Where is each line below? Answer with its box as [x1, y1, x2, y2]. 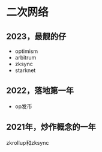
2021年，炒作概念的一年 [6, 122, 96, 132]
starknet [14, 67, 36, 74]
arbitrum [14, 54, 37, 61]
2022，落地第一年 [6, 85, 74, 96]
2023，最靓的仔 [6, 31, 67, 41]
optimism [14, 47, 38, 55]
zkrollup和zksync [6, 139, 49, 146]
